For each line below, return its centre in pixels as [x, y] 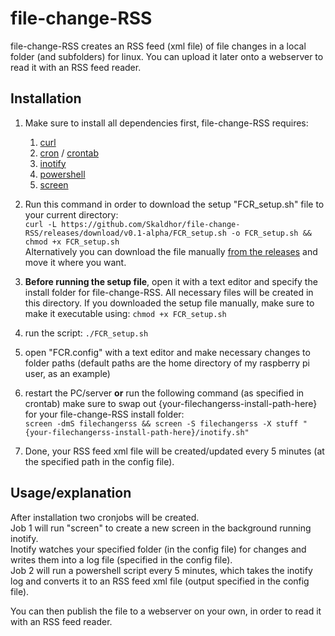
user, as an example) [67, 373]
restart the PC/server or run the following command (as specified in [164, 393]
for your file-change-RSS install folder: [104, 414]
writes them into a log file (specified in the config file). [121, 559]
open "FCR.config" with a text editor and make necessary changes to [167, 352]
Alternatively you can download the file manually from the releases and [171, 251]
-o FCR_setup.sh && [271, 233]
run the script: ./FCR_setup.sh [86, 333]
